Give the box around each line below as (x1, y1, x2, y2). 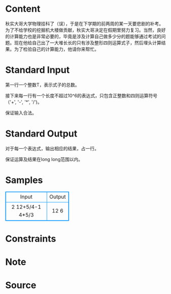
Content (5, 3, 41, 15)
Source (5, 280, 37, 291)
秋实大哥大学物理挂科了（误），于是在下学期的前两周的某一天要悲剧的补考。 (5, 20, 164, 26)
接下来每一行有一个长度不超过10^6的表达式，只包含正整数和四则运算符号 (5, 92, 158, 98)
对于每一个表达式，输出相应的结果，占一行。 (5, 145, 99, 151)
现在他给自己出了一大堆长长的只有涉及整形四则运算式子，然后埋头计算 (14, 39, 161, 46)
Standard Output (5, 128, 77, 140)
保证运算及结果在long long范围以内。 (5, 156, 83, 162)
